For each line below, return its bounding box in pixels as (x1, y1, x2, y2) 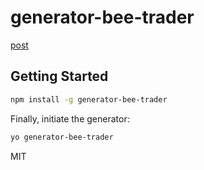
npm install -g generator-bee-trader (10, 94, 168, 105)
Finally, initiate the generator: (10, 112, 130, 125)
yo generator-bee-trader (10, 132, 114, 142)
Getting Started (10, 68, 109, 85)
